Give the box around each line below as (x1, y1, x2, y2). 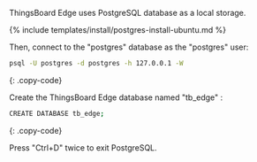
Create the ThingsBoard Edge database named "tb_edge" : (9, 92, 223, 103)
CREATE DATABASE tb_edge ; (9, 109, 104, 118)
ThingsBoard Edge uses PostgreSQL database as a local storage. (9, 8, 246, 18)
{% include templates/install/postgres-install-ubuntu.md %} (9, 25, 227, 35)
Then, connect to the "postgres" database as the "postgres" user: (9, 42, 249, 52)
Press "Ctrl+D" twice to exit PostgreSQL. (9, 142, 157, 153)
